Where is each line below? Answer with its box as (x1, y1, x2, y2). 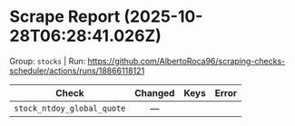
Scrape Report (9, 6, 121, 27)
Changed (134, 86, 175, 99)
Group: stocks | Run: (9, 55, 86, 66)
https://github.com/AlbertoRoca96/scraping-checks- (87, 55, 286, 66)
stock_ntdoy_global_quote (14, 102, 126, 113)
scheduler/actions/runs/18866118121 (9, 65, 145, 76)
